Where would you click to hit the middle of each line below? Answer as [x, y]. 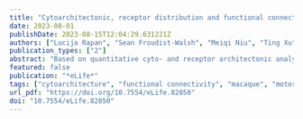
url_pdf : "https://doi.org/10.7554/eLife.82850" [102, 92]
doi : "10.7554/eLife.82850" [62, 101]
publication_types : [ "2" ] [58, 51]
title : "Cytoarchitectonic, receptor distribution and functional [137, 17]
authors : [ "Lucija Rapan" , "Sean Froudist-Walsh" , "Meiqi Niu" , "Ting [145, 42]
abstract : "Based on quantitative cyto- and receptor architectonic [141, 59]
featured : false [40, 68]
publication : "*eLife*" [54, 76]
